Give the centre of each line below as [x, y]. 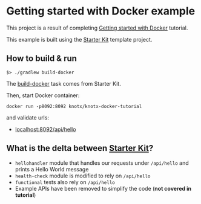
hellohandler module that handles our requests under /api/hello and [102, 163]
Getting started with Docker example [101, 11]
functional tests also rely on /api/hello [65, 182]
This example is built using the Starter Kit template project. [79, 39]
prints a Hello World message [52, 169]
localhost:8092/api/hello [45, 129]
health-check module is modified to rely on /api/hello [83, 176]
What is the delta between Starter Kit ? [80, 148]
